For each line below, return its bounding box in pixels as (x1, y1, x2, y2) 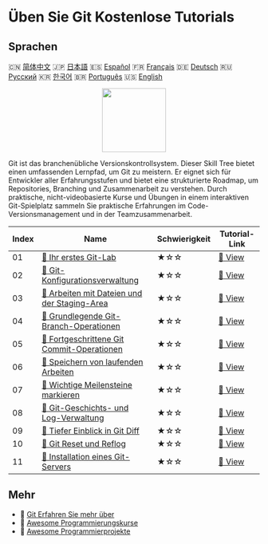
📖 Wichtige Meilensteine (41, 380, 133, 390)
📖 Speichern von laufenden (41, 357, 144, 367)
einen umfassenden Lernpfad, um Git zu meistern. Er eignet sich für (8, 168, 231, 176)
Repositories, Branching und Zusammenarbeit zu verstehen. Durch (8, 184, 227, 193)
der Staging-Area (41, 298, 108, 309)
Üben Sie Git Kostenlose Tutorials (8, 8, 235, 26)
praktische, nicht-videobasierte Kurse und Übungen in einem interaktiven (8, 192, 250, 202)
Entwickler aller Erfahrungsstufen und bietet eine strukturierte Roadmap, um (8, 175, 259, 185)
